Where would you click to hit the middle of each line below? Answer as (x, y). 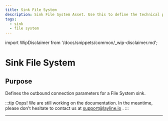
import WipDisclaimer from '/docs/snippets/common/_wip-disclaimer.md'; (81, 42)
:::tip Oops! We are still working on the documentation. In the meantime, (79, 103)
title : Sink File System (31, 10)
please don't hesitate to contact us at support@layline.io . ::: (67, 108)
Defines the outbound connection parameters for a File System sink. (75, 93)
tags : (11, 19)
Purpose (19, 81)
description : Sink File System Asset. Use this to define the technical (82, 14)
